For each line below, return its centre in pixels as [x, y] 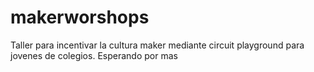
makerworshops [80, 17]
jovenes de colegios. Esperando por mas [94, 55]
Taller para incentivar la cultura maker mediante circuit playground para [157, 45]
